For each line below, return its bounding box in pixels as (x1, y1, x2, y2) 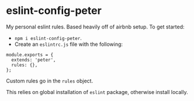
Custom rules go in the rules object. (6, 77, 93, 84)
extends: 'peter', (11, 57, 57, 63)
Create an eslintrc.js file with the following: (14, 41, 123, 48)
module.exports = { (6, 52, 54, 57)
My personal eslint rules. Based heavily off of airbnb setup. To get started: (6, 23, 185, 30)
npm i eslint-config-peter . (14, 34, 82, 41)
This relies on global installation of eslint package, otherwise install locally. (6, 88, 188, 95)
